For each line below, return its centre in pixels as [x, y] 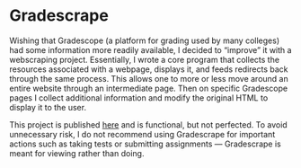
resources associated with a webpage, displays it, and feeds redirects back [149, 69]
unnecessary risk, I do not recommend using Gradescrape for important [142, 134]
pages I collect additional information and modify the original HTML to [139, 97]
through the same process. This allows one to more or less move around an [149, 78]
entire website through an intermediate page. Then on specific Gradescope [149, 88]
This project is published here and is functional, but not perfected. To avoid [148, 124]
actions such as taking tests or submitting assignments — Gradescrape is [145, 144]
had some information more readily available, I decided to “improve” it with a [150, 49]
